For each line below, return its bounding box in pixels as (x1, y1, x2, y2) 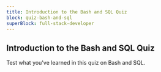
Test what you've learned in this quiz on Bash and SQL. (6, 59, 146, 67)
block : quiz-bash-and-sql (6, 15, 72, 21)
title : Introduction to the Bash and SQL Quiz (6, 9, 127, 15)
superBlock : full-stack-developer (6, 20, 95, 26)
